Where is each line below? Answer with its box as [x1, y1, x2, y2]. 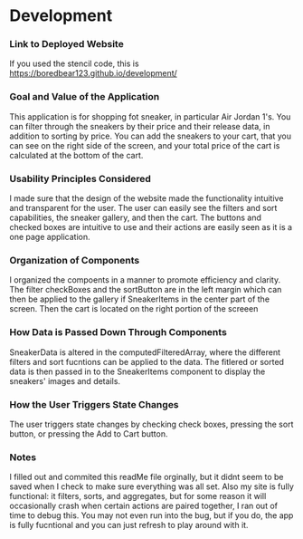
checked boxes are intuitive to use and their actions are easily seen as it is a [9, 222, 292, 233]
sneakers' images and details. [9, 375, 120, 386]
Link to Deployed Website [9, 38, 124, 51]
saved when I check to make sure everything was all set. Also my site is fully [9, 481, 294, 492]
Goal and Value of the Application [9, 91, 160, 103]
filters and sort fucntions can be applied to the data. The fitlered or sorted [9, 356, 285, 367]
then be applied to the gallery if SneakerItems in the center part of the [9, 294, 270, 304]
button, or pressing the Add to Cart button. [9, 428, 168, 439]
